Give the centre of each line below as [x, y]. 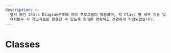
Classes [23, 44]
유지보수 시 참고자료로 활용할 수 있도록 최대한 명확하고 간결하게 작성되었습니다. [82, 19]
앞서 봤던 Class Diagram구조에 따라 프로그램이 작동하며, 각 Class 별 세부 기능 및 [88, 15]
